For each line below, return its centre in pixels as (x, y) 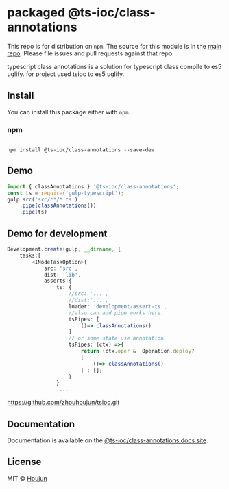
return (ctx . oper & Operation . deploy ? (137, 351)
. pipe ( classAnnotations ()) (58, 206)
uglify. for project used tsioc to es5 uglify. (66, 74)
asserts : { (58, 281)
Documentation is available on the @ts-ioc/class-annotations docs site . (108, 440)
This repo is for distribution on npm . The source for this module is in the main (114, 46)
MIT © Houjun (27, 478)
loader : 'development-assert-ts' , (118, 306)
